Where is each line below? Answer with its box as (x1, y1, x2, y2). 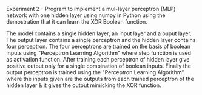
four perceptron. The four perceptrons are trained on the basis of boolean (6, 43, 191, 50)
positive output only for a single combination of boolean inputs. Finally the (6, 62, 192, 69)
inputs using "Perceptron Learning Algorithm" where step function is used (6, 49, 192, 57)
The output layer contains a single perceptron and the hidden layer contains (6, 37, 196, 43)
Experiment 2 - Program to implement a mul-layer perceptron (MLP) (6, 5, 176, 12)
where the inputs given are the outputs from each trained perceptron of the (6, 76, 194, 82)
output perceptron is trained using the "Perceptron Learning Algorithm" (6, 69, 184, 76)
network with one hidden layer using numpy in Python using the (6, 12, 166, 19)
